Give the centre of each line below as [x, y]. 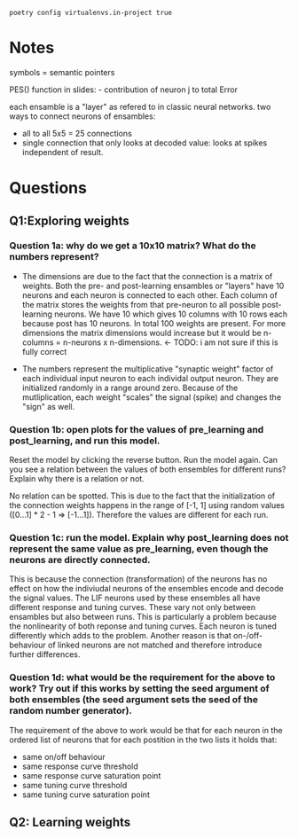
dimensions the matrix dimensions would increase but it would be [141, 333]
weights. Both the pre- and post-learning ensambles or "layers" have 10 [153, 286]
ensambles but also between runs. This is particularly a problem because [143, 617]
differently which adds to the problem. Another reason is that [121, 636]
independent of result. [63, 152]
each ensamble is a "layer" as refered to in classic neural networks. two [140, 106]
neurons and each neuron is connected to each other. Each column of [149, 295]
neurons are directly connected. [80, 560]
